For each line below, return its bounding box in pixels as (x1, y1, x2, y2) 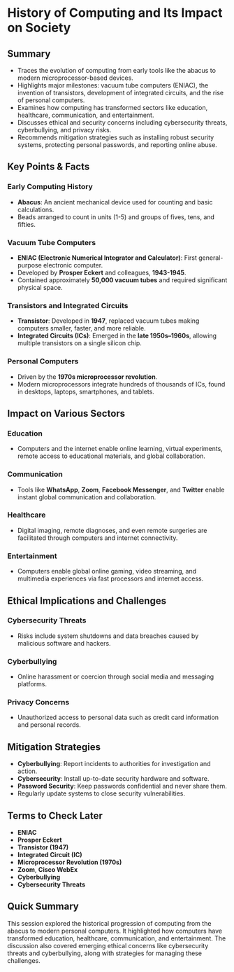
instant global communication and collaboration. (17, 492, 156, 501)
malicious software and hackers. (17, 639, 111, 647)
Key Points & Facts (7, 161, 90, 173)
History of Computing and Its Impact (7, 5, 223, 21)
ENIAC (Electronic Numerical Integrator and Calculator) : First (17, 254, 198, 262)
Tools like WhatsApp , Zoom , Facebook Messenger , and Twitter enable (17, 485, 225, 494)
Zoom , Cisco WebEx (17, 866, 78, 874)
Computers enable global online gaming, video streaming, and (17, 567, 197, 576)
